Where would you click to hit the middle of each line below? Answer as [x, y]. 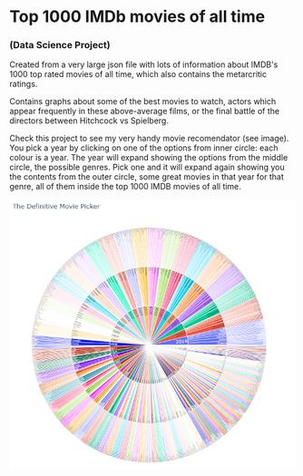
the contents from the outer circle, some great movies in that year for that [147, 177]
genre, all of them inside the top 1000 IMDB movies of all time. [126, 187]
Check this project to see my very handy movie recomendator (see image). [149, 139]
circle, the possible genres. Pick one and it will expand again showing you [147, 167]
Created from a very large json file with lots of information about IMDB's [144, 64]
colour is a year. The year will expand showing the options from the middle [149, 158]
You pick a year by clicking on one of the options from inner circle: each [144, 148]
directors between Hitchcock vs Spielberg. [89, 121]
